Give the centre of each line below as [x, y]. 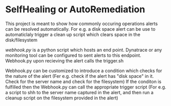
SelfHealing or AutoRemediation [75, 9]
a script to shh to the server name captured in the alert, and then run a [79, 92]
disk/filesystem [21, 40]
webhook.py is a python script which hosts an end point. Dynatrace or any [84, 50]
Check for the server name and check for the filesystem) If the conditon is [83, 81]
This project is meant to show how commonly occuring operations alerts [81, 24]
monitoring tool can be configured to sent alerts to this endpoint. [73, 55]
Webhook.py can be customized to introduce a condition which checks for [84, 71]
